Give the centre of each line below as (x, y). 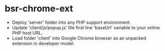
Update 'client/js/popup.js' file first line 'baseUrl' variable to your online (86, 27)
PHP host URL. (27, 33)
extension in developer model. (43, 43)
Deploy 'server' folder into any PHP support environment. (71, 22)
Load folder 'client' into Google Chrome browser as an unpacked (79, 38)
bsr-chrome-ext (39, 9)
